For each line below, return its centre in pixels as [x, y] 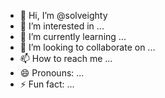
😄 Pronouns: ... [52, 73]
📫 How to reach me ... [66, 58]
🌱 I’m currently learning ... [73, 36]
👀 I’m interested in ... [62, 26]
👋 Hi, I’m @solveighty [63, 15]
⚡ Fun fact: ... [47, 84]
